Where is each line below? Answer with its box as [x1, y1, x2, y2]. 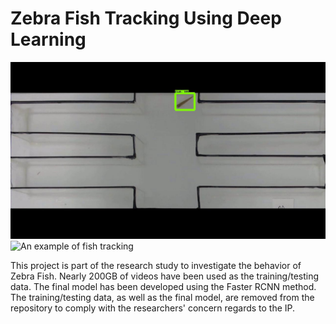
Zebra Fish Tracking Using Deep [10, 7, 282, 30]
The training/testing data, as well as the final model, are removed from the [10, 292, 315, 304]
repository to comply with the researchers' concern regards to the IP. [10, 302, 296, 314]
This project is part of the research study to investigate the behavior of [10, 260, 302, 272]
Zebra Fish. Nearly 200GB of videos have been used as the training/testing [10, 270, 320, 282]
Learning [10, 28, 87, 51]
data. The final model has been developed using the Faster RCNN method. [10, 281, 317, 293]
